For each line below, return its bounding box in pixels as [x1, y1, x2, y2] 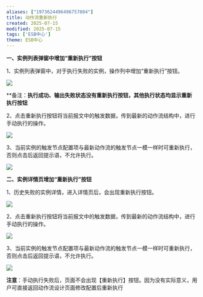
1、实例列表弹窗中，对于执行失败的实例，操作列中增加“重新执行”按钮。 [6, 67, 184, 75]
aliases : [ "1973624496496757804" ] [6, 8, 94, 15]
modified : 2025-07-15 [6, 25, 61, 32]
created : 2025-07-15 [6, 20, 59, 26]
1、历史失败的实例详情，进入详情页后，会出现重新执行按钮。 [6, 189, 158, 196]
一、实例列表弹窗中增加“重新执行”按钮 [6, 55, 103, 61]
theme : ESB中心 [6, 37, 43, 43]
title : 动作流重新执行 [6, 15, 58, 21]
